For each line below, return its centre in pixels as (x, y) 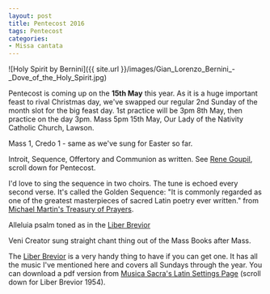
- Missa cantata (36, 46)
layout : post (30, 16)
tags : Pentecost (36, 31)
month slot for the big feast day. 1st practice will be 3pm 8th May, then (125, 111)
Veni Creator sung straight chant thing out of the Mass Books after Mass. (130, 241)
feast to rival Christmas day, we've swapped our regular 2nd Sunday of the (133, 102)
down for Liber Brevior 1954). (57, 282)
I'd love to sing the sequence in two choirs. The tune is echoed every (123, 184)
